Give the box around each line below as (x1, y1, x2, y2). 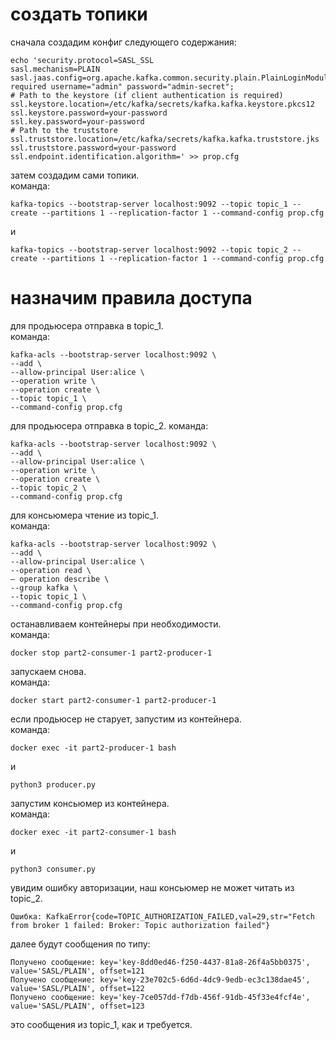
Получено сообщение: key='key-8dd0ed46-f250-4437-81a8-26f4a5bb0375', (10, 957, 311, 967)
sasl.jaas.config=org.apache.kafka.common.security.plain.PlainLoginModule (10, 73, 333, 83)
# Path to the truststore (10, 125, 118, 135)
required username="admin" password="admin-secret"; (10, 81, 235, 92)
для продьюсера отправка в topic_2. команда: (10, 419, 209, 432)
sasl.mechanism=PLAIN (10, 64, 101, 74)
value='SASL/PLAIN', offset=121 (10, 966, 145, 976)
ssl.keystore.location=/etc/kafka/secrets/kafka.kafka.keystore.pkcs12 (10, 99, 315, 109)
